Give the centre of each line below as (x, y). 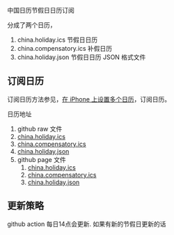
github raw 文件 (40, 129)
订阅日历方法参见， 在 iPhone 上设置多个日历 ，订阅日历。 (89, 99)
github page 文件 (41, 159)
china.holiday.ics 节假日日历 (57, 40)
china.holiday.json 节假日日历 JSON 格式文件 (81, 57)
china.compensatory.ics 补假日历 (65, 48)
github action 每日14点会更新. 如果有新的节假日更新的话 (87, 224)
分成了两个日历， (32, 25)
